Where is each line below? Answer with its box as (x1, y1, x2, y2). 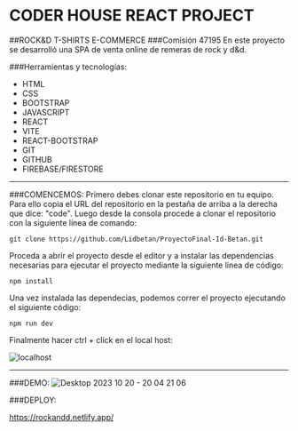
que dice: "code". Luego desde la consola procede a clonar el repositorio (9, 208, 277, 219)
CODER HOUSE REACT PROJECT (9, 5, 255, 26)
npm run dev (9, 319, 53, 328)
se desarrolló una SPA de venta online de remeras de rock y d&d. (9, 44, 247, 54)
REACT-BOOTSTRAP (21, 135, 98, 146)
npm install (9, 276, 53, 285)
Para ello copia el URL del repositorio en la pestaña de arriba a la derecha (9, 198, 278, 209)
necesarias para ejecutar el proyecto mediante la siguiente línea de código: (9, 259, 284, 270)
